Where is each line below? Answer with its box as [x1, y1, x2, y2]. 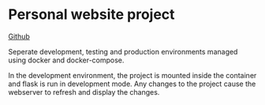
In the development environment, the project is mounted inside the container [8, 70, 257, 80]
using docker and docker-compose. [8, 55, 125, 65]
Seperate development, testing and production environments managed [8, 47, 238, 56]
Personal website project [8, 6, 175, 24]
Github [8, 32, 30, 41]
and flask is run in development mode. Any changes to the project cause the [8, 79, 256, 88]
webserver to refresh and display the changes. [8, 87, 160, 96]
